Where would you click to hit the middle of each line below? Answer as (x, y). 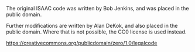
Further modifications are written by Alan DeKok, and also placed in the (92, 26)
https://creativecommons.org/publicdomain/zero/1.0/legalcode (82, 43)
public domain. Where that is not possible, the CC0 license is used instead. (96, 32)
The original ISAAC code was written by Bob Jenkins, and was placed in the (97, 8)
